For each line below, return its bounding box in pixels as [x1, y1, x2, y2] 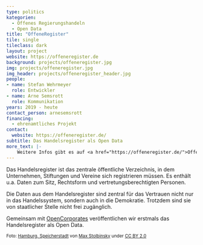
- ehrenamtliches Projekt [11, 121, 77, 127]
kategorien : [6, 14, 36, 21]
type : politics [6, 8, 45, 15]
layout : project [6, 48, 47, 54]
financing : [6, 115, 34, 121]
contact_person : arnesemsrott [6, 110, 83, 116]
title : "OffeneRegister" [6, 31, 69, 37]
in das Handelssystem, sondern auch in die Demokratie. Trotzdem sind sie [6, 197, 192, 204]
